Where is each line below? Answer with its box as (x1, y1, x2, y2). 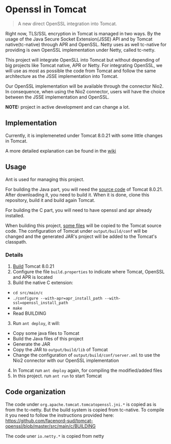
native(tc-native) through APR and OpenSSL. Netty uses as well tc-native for (5, 41, 167, 47)
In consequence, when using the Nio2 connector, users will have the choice (5, 88, 165, 94)
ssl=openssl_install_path (12, 300, 68, 306)
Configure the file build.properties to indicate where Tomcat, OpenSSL (12, 268, 165, 275)
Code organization (5, 388, 66, 396)
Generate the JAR (12, 341, 50, 347)
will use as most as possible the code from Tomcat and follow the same (5, 68, 156, 74)
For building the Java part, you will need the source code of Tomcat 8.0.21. (5, 186, 163, 192)
